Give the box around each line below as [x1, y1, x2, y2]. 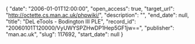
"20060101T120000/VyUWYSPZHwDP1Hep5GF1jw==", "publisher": [5, 24, 174, 31]
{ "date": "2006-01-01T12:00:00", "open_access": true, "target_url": [5, 5, 175, 12]
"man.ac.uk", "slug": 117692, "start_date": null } [5, 31, 124, 38]
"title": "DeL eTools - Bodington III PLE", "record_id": [5, 18, 136, 25]
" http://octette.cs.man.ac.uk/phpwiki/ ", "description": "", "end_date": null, [5, 11, 190, 19]
